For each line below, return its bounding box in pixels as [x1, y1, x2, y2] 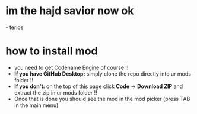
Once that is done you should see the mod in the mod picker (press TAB [14, 95, 190, 102]
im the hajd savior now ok [5, 4, 134, 18]
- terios [5, 24, 24, 31]
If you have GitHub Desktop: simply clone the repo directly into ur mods [14, 70, 191, 77]
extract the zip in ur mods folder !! [14, 89, 97, 96]
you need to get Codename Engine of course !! [14, 64, 129, 71]
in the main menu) [14, 102, 59, 109]
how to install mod [5, 44, 98, 58]
